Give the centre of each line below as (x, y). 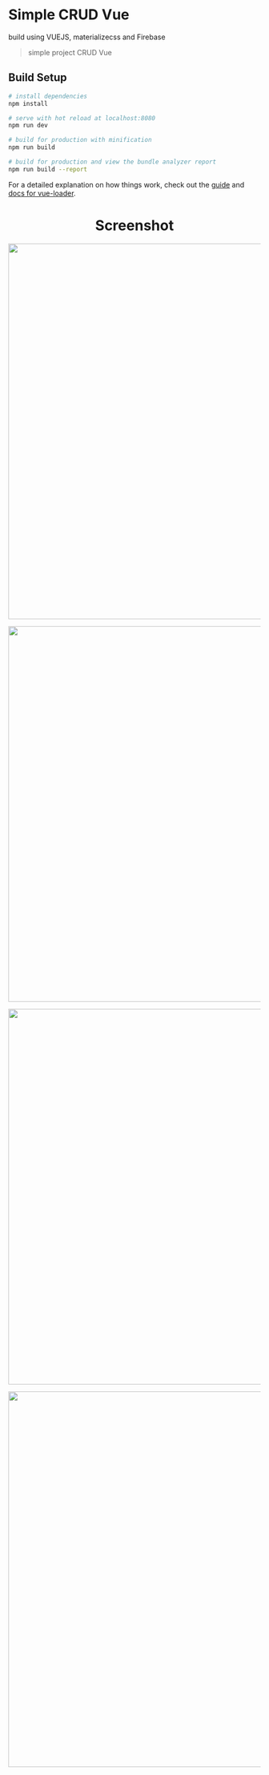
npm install (28, 103)
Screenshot (134, 225)
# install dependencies (48, 96)
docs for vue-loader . (42, 193)
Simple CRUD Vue (69, 15)
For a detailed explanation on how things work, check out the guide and (126, 184)
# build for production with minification (80, 140)
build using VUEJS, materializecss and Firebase (87, 37)
